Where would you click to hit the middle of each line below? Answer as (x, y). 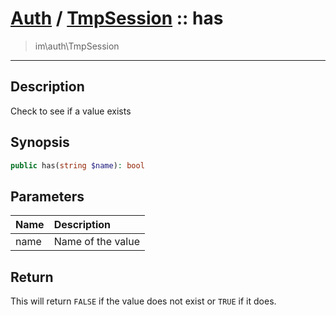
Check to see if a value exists (71, 111)
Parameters (47, 196)
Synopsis (40, 142)
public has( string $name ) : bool (77, 165)
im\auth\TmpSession (77, 46)
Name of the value (96, 242)
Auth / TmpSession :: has (117, 18)
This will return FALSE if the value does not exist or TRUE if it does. (143, 301)
